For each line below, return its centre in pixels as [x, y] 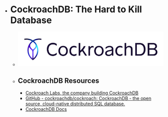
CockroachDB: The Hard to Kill [76, 9]
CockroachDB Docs [46, 109]
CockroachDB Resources [58, 80]
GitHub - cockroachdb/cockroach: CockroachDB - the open [88, 98]
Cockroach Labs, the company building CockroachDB [82, 92]
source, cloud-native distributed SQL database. [75, 104]
